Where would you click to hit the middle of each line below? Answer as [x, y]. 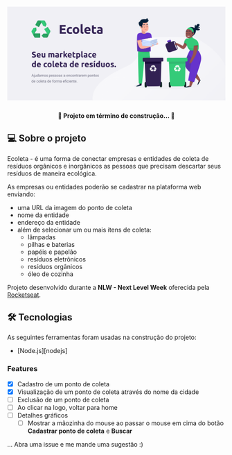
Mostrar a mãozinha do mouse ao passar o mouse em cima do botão [125, 423]
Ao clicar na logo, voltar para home [67, 407]
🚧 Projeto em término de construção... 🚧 [116, 115]
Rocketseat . [24, 295]
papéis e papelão [52, 252]
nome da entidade [43, 215]
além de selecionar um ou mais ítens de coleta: [84, 230]
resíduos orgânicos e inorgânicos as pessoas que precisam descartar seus [114, 166]
